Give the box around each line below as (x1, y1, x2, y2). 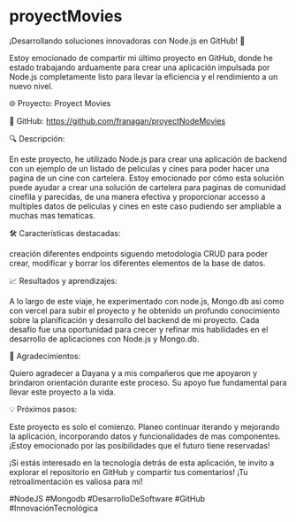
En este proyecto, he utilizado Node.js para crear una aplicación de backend (9, 153, 287, 165)
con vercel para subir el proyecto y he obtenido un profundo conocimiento (9, 305, 280, 316)
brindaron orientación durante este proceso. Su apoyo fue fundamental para (9, 377, 287, 388)
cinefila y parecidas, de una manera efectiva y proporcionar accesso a (9, 191, 266, 202)
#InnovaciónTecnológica (9, 503, 99, 513)
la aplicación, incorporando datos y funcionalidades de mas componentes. (9, 431, 281, 441)
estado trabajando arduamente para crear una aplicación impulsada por (9, 62, 270, 73)
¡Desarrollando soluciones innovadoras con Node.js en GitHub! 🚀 (9, 35, 246, 46)
